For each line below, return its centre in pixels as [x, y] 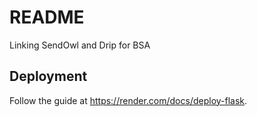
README [47, 17]
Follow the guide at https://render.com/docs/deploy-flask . [128, 100]
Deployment [48, 76]
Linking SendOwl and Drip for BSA [80, 45]
